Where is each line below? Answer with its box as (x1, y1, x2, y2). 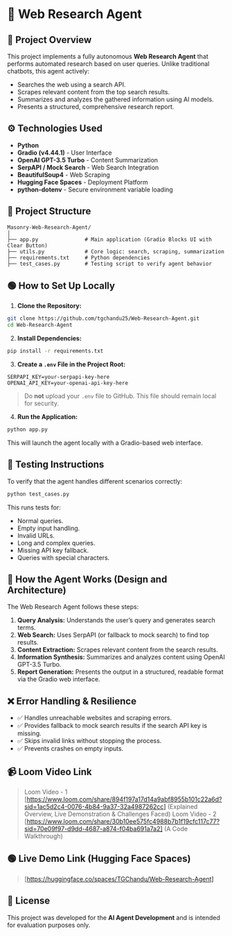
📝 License (7, 895, 51, 907)
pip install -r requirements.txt (7, 348, 104, 355)
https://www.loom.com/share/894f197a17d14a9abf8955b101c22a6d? (26, 795, 223, 803)
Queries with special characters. (17, 553, 110, 561)
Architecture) (7, 584, 67, 596)
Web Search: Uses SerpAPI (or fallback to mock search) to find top (17, 631, 209, 639)
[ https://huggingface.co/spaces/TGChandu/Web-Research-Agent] (24, 874, 214, 883)
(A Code (163, 825, 188, 833)
